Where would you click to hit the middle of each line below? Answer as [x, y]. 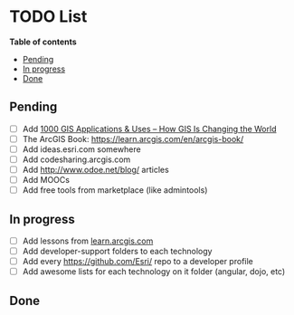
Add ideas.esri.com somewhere [82, 149]
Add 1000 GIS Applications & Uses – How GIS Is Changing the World [149, 129]
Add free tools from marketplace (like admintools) [115, 190]
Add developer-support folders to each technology [117, 252]
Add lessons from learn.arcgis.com [88, 241]
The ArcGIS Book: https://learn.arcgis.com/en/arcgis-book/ [133, 138]
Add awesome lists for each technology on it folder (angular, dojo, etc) [154, 272]
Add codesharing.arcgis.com [76, 159]
